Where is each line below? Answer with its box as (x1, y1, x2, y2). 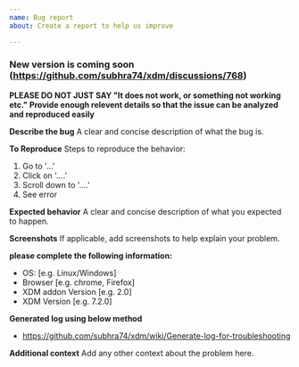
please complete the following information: (9, 250, 172, 261)
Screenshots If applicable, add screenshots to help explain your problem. (9, 232, 280, 243)
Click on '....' (21, 170, 68, 181)
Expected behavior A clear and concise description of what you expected (9, 206, 282, 216)
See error (21, 189, 58, 200)
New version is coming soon (9, 59, 135, 71)
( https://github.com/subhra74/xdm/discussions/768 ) (9, 69, 247, 82)
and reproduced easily (9, 109, 96, 119)
